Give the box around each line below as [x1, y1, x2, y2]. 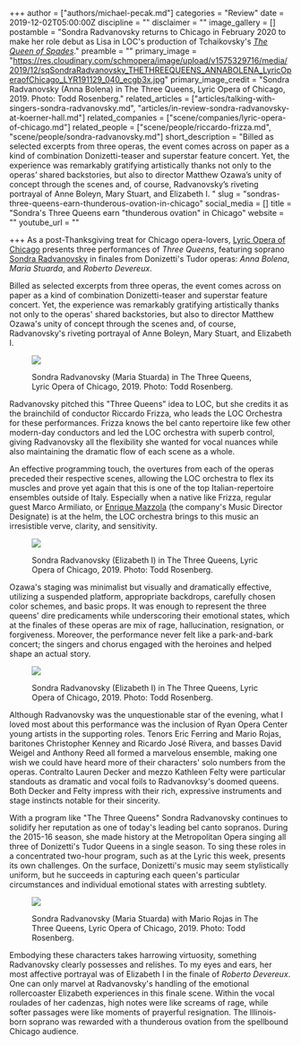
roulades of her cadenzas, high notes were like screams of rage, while [9, 997, 269, 1007]
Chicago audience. [9, 1026, 79, 1036]
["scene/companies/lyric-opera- [166, 112, 287, 123]
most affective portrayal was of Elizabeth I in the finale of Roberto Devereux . [9, 969, 291, 980]
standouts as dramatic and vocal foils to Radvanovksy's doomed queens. [9, 776, 279, 787]
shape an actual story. [9, 649, 91, 659]
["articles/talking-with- [191, 93, 276, 104]
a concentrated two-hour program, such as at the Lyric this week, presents [9, 851, 286, 861]
